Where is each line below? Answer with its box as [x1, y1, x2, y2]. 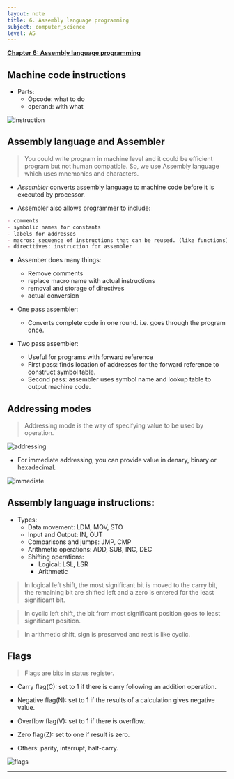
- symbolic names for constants [7, 224, 101, 231]
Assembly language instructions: [7, 497, 155, 509]
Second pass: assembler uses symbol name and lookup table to [27, 375, 211, 384]
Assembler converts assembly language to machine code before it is [17, 183, 214, 191]
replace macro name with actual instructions [27, 277, 155, 285]
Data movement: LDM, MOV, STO [27, 522, 123, 531]
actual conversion [27, 292, 79, 300]
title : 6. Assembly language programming [7, 17, 130, 24]
